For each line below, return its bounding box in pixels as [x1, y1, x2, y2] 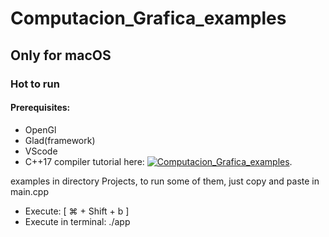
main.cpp [10, 185, 49, 197]
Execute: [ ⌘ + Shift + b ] [24, 205, 130, 217]
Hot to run [10, 77, 60, 91]
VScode [24, 145, 58, 157]
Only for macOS [10, 47, 112, 64]
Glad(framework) [24, 134, 96, 146]
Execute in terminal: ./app [24, 215, 131, 227]
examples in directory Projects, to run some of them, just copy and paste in [10, 175, 320, 187]
